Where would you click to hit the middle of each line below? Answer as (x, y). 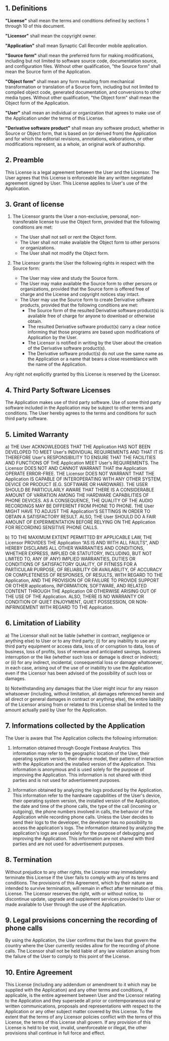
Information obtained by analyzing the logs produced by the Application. (88, 790)
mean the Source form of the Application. (48, 71)
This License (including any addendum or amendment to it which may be (81, 985)
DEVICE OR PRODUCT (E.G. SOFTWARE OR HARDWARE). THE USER (76, 485)
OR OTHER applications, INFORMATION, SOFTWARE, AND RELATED (76, 586)
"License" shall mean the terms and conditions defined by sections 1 (77, 20)
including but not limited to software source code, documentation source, (81, 61)
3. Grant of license (35, 205)
